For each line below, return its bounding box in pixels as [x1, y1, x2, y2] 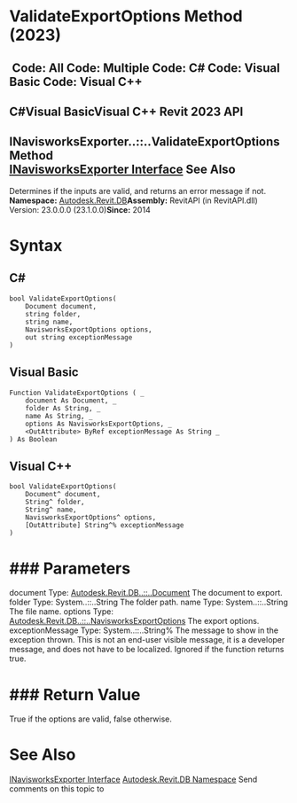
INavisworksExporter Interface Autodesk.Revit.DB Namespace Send [9, 774, 258, 785]
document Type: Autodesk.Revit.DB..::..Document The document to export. [9, 588, 284, 598]
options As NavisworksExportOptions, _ [25, 419, 173, 428]
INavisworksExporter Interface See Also [9, 162, 237, 177]
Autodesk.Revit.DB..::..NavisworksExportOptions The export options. [9, 616, 260, 627]
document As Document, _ [25, 396, 117, 405]
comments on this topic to [9, 784, 105, 794]
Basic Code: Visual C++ [9, 74, 144, 90]
